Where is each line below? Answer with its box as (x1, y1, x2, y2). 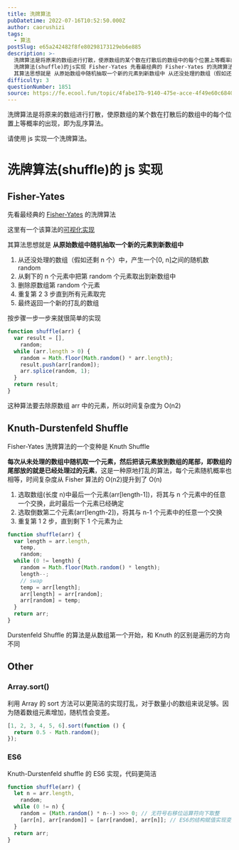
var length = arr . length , (14, 538, 91, 545)
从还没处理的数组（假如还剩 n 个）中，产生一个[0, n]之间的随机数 (17, 255, 209, 264)
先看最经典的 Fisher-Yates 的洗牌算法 (7, 211, 116, 219)
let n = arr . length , (14, 790, 75, 797)
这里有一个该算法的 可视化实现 (7, 225, 95, 234)
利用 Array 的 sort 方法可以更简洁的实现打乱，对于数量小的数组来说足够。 (7, 698, 223, 708)
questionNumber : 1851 (7, 83, 72, 90)
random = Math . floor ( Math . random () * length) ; (20, 564, 161, 571)
